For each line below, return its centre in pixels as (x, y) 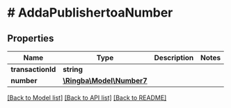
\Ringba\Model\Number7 (105, 81)
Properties (31, 38)
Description (174, 58)
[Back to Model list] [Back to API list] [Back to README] (87, 98)
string (73, 69)
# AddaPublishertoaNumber (90, 13)
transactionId (33, 69)
